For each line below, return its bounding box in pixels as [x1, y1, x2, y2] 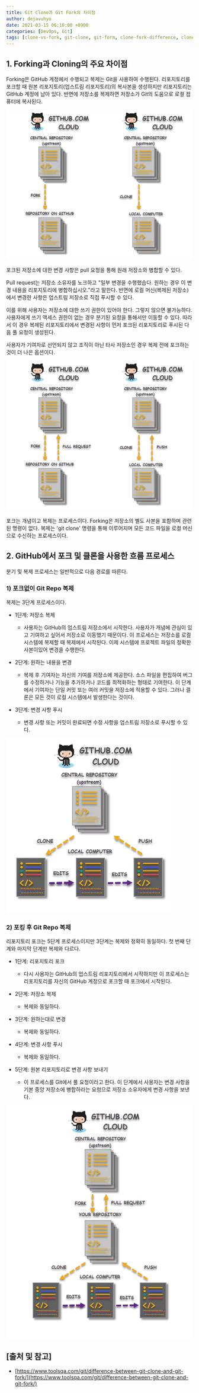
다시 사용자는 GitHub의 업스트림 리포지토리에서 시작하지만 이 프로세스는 [23, 970, 190, 977]
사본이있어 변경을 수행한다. [23, 646, 86, 653]
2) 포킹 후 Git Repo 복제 [6, 923, 71, 931]
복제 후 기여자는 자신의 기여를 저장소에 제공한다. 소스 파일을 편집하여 [23, 671, 182, 678]
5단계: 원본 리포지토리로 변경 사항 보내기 [14, 1066, 108, 1073]
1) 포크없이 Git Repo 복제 [6, 584, 74, 592]
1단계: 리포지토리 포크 [14, 958, 65, 965]
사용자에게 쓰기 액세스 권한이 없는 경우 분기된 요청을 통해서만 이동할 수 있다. [6, 314, 182, 321]
